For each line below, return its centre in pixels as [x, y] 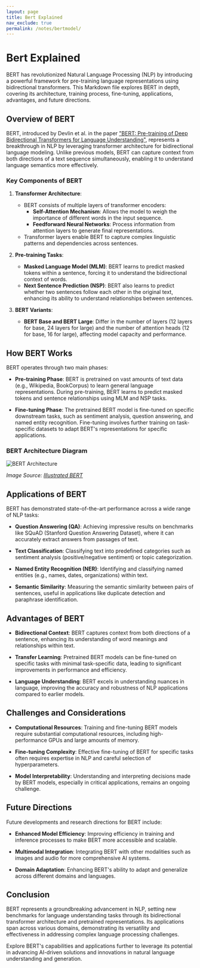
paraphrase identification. [47, 600]
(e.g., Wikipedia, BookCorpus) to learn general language [84, 386]
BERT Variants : [34, 310]
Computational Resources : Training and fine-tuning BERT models [96, 727]
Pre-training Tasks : [39, 255]
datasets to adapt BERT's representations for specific [101, 429]
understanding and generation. [44, 959]
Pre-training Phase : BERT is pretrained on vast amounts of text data [99, 379]
